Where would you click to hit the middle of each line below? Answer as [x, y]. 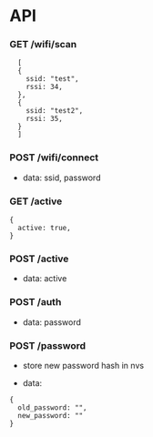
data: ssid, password [61, 178]
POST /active [39, 259]
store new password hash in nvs [83, 365]
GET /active [36, 201]
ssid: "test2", [55, 111]
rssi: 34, [45, 87]
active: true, [44, 229]
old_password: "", [53, 407]
